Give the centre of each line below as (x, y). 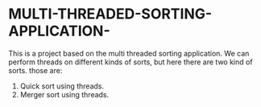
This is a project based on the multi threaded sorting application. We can (129, 53)
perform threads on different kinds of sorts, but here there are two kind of (130, 62)
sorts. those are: (35, 70)
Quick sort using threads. (62, 86)
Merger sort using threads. (64, 94)
